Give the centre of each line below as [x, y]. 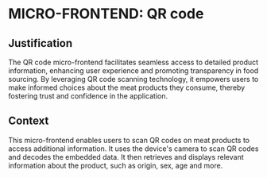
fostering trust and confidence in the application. [88, 96]
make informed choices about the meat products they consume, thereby [127, 87]
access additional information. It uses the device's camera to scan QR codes [133, 149]
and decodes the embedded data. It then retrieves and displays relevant [126, 157]
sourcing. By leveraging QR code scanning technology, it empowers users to [133, 79]
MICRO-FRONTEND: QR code [106, 14]
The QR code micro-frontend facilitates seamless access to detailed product [133, 62]
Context [29, 121]
